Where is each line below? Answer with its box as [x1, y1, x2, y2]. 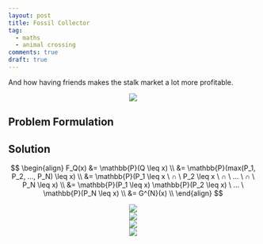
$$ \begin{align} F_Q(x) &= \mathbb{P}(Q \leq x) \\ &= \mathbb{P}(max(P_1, [10, 163, 256, 173]
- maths [15, 33, 41, 42]
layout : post [8, 11, 51, 20]
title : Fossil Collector [8, 19, 90, 27]
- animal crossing [15, 41, 77, 49]
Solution [8, 142, 51, 155]
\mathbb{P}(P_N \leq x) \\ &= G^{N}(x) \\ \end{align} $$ [43, 189, 223, 198]
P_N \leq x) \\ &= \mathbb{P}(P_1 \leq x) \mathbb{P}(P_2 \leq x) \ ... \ [22, 180, 244, 190]
